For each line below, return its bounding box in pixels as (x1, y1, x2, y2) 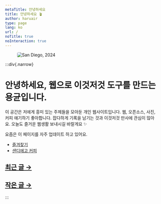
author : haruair (5, 16, 38, 21)
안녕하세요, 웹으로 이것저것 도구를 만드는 (5, 79, 156, 91)
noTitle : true (5, 34, 34, 39)
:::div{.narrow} (5, 61, 34, 67)
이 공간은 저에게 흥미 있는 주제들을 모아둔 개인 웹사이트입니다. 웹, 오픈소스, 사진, (5, 109, 156, 114)
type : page (5, 20, 27, 26)
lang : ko (5, 25, 23, 30)
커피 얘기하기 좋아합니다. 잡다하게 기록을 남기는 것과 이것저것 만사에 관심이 (5, 115, 146, 121)
